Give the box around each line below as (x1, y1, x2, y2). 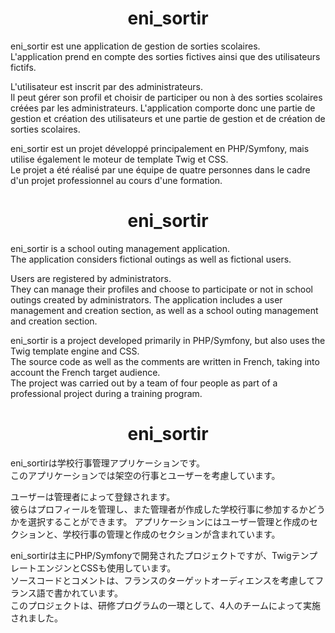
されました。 (10, 612, 63, 624)
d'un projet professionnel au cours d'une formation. (10, 174, 223, 186)
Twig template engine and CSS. (10, 345, 140, 357)
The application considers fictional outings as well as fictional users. (10, 253, 292, 265)
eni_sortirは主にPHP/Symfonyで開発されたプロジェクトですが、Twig (10, 549, 292, 561)
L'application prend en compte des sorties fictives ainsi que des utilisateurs (10, 50, 321, 62)
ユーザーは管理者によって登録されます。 (10, 490, 176, 502)
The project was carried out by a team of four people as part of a (10, 377, 278, 389)
